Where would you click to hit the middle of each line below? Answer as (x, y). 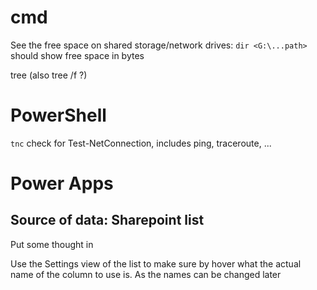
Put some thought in (52, 244)
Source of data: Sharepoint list (107, 220)
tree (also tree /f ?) (49, 75)
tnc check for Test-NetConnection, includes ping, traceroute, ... (141, 143)
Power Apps (62, 183)
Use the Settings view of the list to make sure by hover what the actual (156, 263)
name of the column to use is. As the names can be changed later (146, 274)
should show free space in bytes (77, 55)
